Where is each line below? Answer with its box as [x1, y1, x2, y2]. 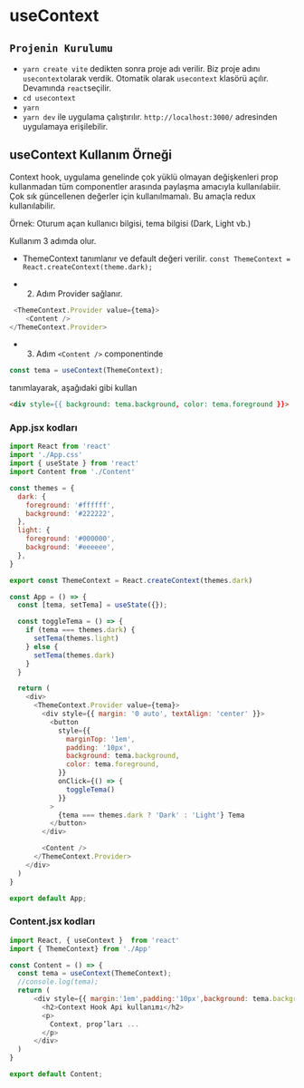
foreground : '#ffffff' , [25, 500, 116, 510]
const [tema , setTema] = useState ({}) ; [17, 600, 168, 610]
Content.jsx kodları [9, 915, 96, 928]
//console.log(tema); [17, 977, 100, 986]
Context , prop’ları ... [49, 1019, 140, 1029]
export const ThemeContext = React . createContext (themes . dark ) [9, 576, 253, 585]
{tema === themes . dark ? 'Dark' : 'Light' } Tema [57, 811, 245, 820]
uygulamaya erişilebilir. [22, 121, 109, 131]
